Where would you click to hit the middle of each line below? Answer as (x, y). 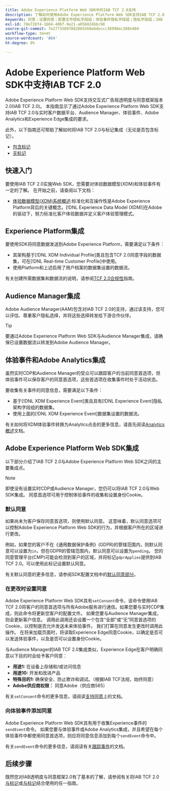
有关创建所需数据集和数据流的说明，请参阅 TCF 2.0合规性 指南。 (71, 278)
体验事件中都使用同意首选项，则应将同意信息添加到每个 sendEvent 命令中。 (82, 735)
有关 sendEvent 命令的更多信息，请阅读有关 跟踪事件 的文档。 (67, 746)
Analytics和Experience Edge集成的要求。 (48, 119)
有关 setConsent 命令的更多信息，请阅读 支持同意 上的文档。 (65, 696)
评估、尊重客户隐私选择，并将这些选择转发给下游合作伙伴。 (72, 315)
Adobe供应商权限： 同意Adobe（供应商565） (60, 686)
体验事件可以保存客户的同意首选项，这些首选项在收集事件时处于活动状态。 (83, 379)
